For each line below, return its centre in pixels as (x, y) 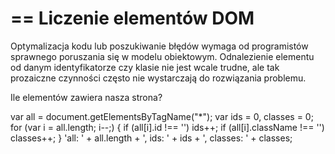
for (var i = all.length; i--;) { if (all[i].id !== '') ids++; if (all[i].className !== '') (167, 127)
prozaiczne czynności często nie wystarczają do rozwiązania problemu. (158, 78)
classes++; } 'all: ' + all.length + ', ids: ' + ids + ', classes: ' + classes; (151, 138)
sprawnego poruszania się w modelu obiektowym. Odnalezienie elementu (162, 56)
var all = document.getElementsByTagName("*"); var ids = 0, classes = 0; (162, 116)
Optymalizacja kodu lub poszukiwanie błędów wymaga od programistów (159, 46)
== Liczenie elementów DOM (132, 18)
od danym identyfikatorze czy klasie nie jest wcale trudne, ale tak (145, 67)
